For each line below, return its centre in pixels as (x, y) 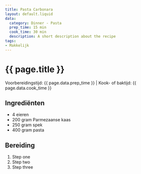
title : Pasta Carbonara (29, 9)
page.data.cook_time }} (28, 88)
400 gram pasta (28, 130)
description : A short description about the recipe (63, 37)
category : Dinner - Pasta (36, 23)
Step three (23, 167)
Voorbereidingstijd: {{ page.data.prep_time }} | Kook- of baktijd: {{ (71, 83)
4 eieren (20, 115)
